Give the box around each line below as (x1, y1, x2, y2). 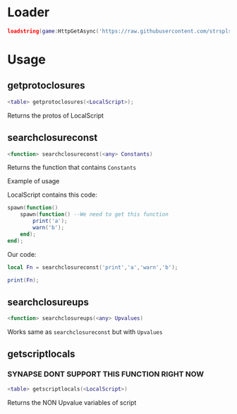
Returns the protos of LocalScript (7, 111, 104, 120)
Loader (7, 4, 50, 21)
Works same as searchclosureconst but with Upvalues (7, 328, 163, 336)
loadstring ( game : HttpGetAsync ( (7, 28, 99, 35)
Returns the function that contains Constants (7, 163, 137, 172)
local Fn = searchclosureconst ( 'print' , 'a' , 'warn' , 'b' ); (7, 263, 178, 271)
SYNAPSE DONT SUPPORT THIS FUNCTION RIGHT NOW (7, 369, 205, 379)
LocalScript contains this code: (7, 190, 97, 199)
